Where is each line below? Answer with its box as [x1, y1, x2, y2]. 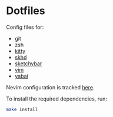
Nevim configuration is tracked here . [6, 83, 95, 91]
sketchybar [14, 60, 42, 67]
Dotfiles [6, 4, 45, 18]
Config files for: [6, 24, 44, 31]
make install [6, 106, 38, 112]
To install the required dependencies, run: [6, 95, 108, 102]
